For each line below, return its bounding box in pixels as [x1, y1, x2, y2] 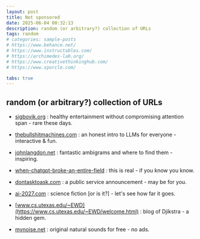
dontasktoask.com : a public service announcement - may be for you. [14, 179, 187, 186]
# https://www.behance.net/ [6, 42, 77, 48]
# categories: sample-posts [6, 36, 77, 42]
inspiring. [14, 155, 38, 163]
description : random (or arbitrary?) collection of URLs [6, 25, 151, 32]
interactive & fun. [14, 137, 57, 145]
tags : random [6, 31, 39, 37]
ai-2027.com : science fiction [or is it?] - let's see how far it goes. [14, 190, 175, 197]
